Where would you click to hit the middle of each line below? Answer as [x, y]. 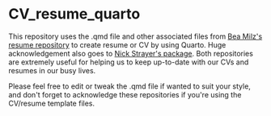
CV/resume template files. [52, 103]
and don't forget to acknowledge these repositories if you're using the [125, 94]
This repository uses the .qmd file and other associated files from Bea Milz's [135, 36]
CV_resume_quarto [74, 14]
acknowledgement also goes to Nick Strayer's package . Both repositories [131, 53]
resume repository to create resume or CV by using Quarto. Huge [117, 44]
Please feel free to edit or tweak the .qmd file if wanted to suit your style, [129, 86]
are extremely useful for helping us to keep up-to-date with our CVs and [129, 62]
